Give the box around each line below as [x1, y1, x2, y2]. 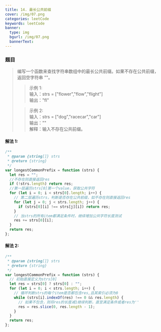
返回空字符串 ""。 [17, 75, 53, 81]
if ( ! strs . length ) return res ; [9, 181, 73, 187]
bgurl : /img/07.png [9, 35, 49, 40]
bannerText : [9, 39, 34, 44]
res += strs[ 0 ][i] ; [14, 218, 54, 223]
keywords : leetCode [5, 21, 45, 26]
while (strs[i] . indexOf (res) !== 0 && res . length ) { [14, 295, 124, 300]
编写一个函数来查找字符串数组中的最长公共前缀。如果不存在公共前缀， [17, 68, 159, 74]
